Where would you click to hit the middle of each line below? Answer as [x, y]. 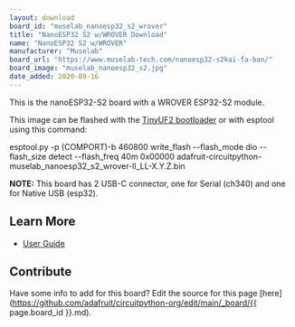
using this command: [48, 129]
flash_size [28, 156]
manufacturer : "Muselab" [56, 51]
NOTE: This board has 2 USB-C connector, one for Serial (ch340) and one [147, 183]
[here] [271, 294]
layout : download [42, 18]
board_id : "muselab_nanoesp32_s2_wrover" [89, 26]
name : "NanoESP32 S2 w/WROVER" [68, 43]
